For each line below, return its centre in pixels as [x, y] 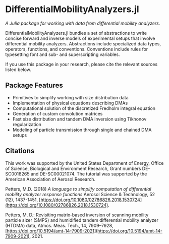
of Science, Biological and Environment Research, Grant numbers [73, 168]
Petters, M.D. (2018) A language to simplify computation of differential [78, 189]
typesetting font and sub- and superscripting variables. [63, 54]
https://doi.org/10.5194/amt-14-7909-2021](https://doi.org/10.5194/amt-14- [85, 231]
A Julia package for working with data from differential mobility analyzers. [83, 23]
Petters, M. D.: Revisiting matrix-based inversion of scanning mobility [77, 215]
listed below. [18, 70]
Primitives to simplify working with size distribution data [70, 97]
